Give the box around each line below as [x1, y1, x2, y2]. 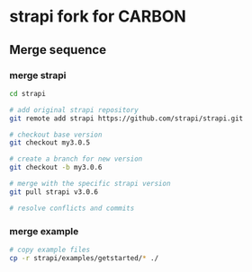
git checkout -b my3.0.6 [9, 163, 103, 172]
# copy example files [9, 245, 91, 254]
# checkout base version [9, 130, 103, 139]
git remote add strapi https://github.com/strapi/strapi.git [9, 114, 244, 123]
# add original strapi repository [9, 105, 139, 114]
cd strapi [9, 89, 47, 98]
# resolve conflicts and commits [9, 204, 135, 213]
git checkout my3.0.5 [9, 138, 91, 147]
